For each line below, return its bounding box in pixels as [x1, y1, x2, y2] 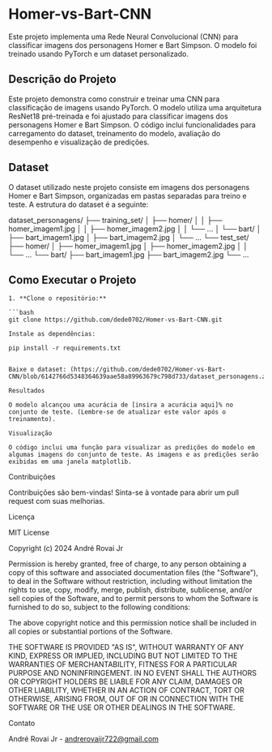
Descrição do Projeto [8, 72, 117, 86]
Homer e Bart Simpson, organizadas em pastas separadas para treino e [8, 191, 247, 200]
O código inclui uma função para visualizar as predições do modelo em [8, 444, 255, 452]
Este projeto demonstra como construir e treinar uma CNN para [8, 94, 220, 104]
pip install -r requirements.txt [8, 344, 121, 353]
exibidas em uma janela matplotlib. [8, 458, 132, 466]
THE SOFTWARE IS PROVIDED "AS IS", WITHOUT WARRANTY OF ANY [8, 642, 244, 652]
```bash [8, 309, 35, 317]
